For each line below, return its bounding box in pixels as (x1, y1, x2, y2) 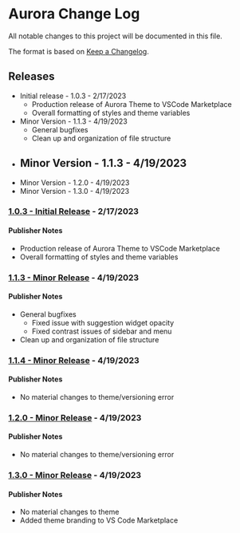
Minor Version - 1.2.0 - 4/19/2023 (19, 177, 130, 188)
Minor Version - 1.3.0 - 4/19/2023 (19, 186, 130, 195)
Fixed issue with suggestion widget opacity (31, 318, 175, 327)
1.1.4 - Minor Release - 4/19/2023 (8, 354, 140, 365)
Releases (8, 69, 55, 84)
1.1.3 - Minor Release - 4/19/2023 (8, 272, 140, 283)
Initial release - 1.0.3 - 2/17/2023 (19, 91, 127, 101)
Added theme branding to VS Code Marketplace (19, 515, 179, 525)
